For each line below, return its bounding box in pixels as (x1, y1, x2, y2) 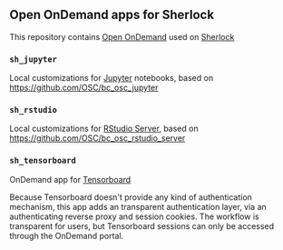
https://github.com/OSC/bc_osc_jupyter (9, 82, 159, 94)
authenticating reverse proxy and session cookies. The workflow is (9, 211, 260, 222)
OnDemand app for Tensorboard (9, 174, 132, 185)
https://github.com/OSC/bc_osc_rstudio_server (9, 133, 186, 144)
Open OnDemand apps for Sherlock (9, 7, 215, 23)
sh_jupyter (9, 54, 57, 65)
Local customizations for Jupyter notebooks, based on (9, 73, 214, 84)
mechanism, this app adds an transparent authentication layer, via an (9, 201, 268, 212)
